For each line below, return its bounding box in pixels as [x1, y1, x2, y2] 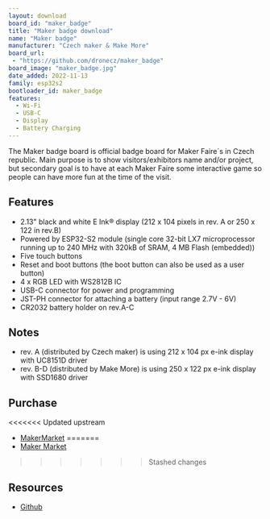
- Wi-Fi [15, 102, 42, 110]
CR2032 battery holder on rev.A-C [19, 302, 135, 312]
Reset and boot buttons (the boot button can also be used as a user [19, 259, 244, 269]
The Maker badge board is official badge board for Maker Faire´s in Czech [8, 146, 255, 156]
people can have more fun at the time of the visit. [8, 172, 172, 181]
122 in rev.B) [19, 225, 62, 235]
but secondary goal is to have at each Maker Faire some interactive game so [8, 163, 262, 173]
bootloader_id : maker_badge [8, 86, 103, 95]
